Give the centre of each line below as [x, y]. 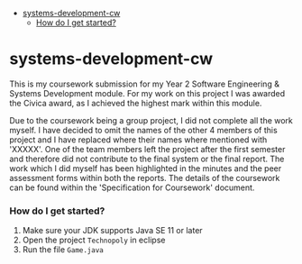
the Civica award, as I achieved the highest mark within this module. [136, 103]
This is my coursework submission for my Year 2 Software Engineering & [144, 84]
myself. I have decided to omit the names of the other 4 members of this [143, 130]
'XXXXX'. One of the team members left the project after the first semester [147, 149]
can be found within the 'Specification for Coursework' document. [132, 187]
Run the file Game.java [63, 250]
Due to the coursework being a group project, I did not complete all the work [151, 120]
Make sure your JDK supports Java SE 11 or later [112, 231]
